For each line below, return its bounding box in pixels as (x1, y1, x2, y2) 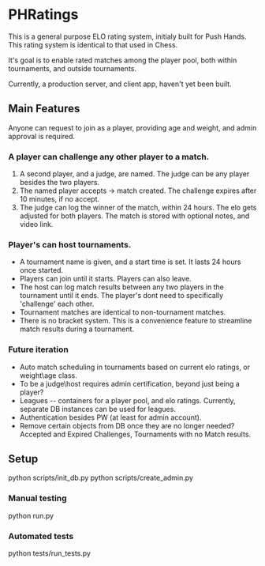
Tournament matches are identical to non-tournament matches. (19, 308, 226, 317)
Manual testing (8, 492, 67, 504)
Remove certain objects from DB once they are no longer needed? (19, 421, 235, 430)
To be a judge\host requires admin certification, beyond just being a (19, 379, 241, 388)
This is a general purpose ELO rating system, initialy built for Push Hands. (8, 32, 247, 41)
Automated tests (8, 530, 74, 541)
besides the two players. (19, 178, 100, 187)
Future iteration (8, 344, 69, 355)
